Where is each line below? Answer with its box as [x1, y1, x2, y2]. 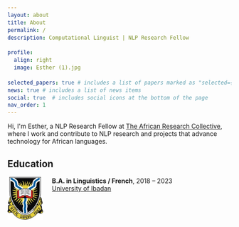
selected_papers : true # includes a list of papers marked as [7, 79, 196, 86]
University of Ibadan [52, 184, 112, 192]
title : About [7, 19, 46, 26]
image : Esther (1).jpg [14, 64, 81, 71]
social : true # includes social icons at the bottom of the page [7, 94, 208, 101]
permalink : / [7, 26, 46, 33]
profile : [7, 49, 33, 56]
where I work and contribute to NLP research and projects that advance [7, 130, 218, 138]
